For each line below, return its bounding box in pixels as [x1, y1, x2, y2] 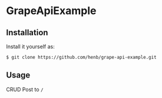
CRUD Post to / [6, 86, 44, 93]
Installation [6, 28, 48, 38]
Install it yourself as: [6, 43, 55, 50]
